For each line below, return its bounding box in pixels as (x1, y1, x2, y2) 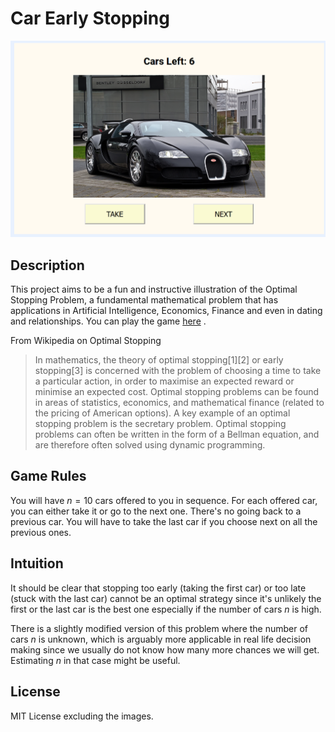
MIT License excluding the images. (10, 710, 154, 722)
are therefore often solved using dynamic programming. (34, 439, 266, 451)
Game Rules (10, 468, 87, 485)
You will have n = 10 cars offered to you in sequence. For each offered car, (10, 494, 318, 506)
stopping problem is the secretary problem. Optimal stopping (34, 418, 287, 430)
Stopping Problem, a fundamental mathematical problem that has (10, 294, 279, 306)
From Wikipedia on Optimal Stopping (10, 335, 162, 347)
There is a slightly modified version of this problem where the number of (10, 622, 309, 634)
